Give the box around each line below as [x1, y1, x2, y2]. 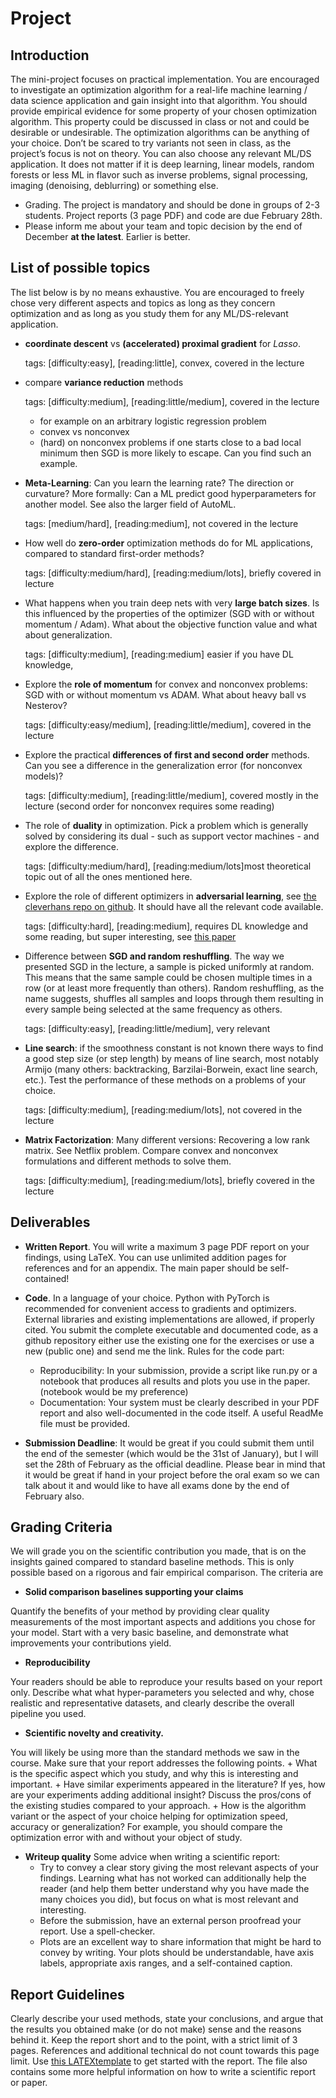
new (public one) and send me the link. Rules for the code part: [24, 1345, 285, 1357]
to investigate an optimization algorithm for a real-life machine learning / [10, 84, 308, 96]
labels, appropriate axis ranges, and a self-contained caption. [39, 1957, 293, 1969]
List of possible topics [10, 260, 151, 277]
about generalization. [24, 628, 113, 641]
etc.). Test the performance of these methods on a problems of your [24, 1073, 307, 1086]
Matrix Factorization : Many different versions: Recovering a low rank [24, 1133, 310, 1146]
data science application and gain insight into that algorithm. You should [10, 95, 308, 106]
